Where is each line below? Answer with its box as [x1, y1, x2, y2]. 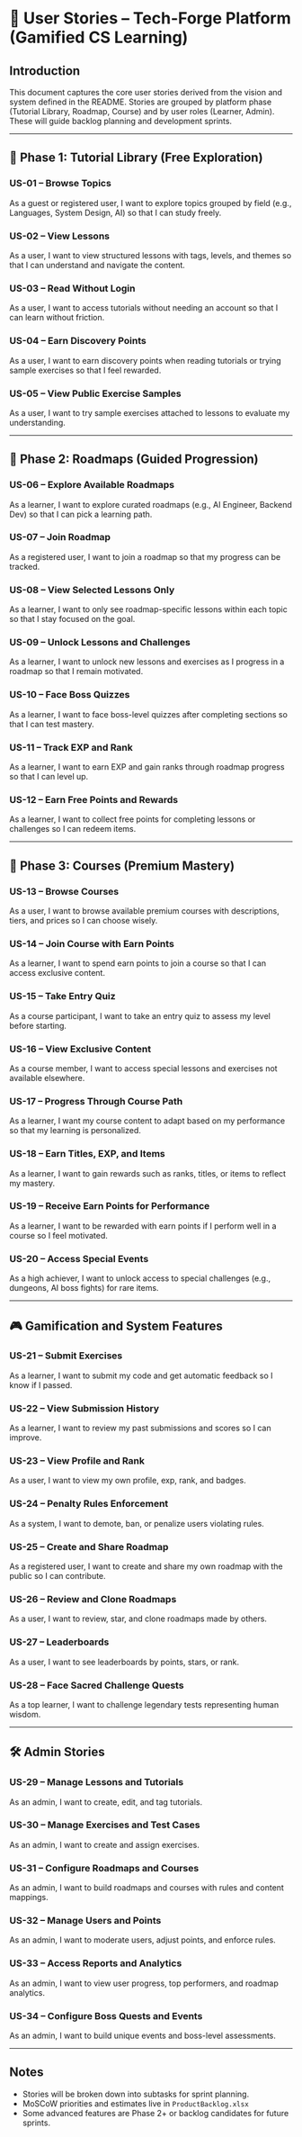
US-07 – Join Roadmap [9, 531, 111, 544]
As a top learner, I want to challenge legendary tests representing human [9, 1699, 280, 1709]
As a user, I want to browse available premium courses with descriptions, [9, 906, 280, 916]
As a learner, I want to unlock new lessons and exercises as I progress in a [9, 656, 285, 667]
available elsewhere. [9, 1072, 85, 1083]
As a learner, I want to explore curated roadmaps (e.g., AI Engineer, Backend [9, 499, 292, 509]
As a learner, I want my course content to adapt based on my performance [9, 1115, 286, 1126]
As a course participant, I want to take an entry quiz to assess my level [9, 1010, 271, 1021]
